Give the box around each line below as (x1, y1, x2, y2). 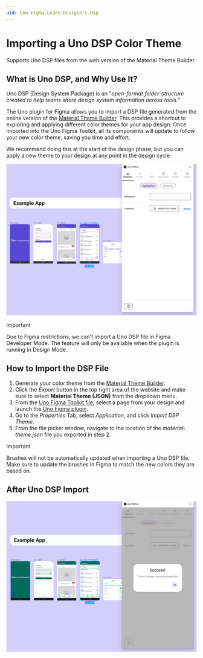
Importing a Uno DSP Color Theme (6, 36, 182, 50)
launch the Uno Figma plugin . (14, 405, 89, 412)
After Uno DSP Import (6, 485, 89, 495)
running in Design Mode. (6, 346, 68, 353)
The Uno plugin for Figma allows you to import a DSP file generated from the (6, 108, 197, 115)
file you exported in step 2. (44, 431, 111, 438)
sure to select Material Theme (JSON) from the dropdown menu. (14, 392, 178, 399)
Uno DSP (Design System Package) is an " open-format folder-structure (6, 90, 184, 97)
